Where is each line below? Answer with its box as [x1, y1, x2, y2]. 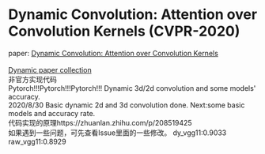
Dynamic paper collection [8, 65, 93, 74]
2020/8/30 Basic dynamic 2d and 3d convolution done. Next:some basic [8, 100, 245, 110]
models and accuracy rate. [8, 108, 96, 118]
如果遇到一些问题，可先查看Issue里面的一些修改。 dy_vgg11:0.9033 [8, 128, 227, 137]
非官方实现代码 [8, 74, 57, 84]
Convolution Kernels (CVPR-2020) [8, 22, 240, 40]
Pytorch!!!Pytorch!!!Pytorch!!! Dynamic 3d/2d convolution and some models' [8, 83, 256, 92]
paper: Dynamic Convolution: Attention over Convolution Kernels [8, 48, 219, 58]
